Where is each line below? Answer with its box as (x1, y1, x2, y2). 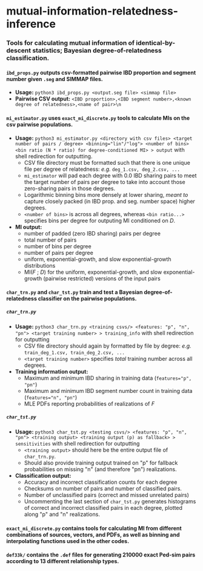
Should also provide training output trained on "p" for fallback (24, 459, 178, 467)
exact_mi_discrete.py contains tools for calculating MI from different (6, 524, 182, 532)
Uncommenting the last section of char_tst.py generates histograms (24, 498, 196, 505)
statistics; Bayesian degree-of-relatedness (32, 47, 162, 55)
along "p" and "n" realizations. (24, 510, 100, 518)
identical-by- (136, 39, 176, 47)
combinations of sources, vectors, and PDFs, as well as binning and (6, 531, 180, 538)
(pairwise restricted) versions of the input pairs (43, 274, 161, 282)
